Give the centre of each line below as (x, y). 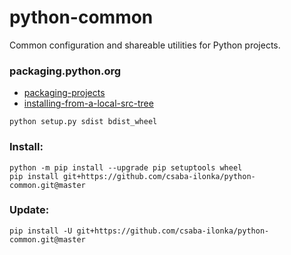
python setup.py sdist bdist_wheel (83, 122)
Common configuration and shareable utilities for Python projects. (145, 45)
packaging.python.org (65, 71)
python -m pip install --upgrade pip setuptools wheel (126, 167)
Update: (29, 210)
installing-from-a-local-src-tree (88, 103)
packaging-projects (64, 93)
